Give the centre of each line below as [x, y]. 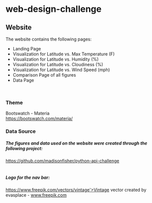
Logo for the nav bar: [28, 177]
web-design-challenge [54, 9]
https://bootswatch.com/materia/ [39, 119]
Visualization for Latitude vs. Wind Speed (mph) [61, 70]
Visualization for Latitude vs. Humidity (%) [56, 59]
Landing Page [27, 49]
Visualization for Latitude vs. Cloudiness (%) [58, 64]
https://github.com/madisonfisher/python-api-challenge [63, 161]
